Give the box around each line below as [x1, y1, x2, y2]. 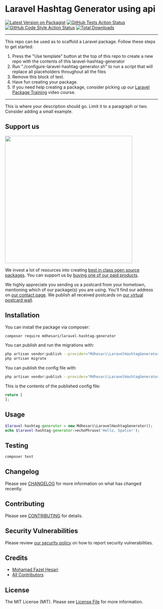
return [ [5, 393, 23, 398]
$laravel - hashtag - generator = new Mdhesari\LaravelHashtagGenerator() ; [5, 423, 153, 428]
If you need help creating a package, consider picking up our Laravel [12, 84, 150, 90]
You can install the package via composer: [5, 324, 90, 330]
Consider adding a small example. [5, 108, 73, 114]
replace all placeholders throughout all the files [12, 69, 106, 74]
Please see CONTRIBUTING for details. [5, 513, 83, 519]
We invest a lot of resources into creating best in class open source [5, 267, 140, 273]
